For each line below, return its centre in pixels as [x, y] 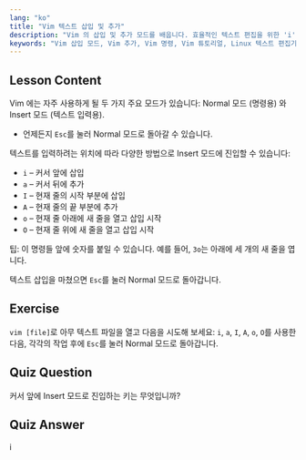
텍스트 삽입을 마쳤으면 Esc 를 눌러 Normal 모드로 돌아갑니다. [115, 280]
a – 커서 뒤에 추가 [53, 184]
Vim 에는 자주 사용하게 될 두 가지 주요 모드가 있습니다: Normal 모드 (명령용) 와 [148, 103]
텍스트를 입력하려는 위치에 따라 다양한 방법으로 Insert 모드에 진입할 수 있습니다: [150, 153]
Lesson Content [56, 80]
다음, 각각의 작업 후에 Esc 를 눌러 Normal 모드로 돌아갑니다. [114, 343]
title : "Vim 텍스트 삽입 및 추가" [67, 26]
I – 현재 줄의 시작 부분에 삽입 [74, 196]
